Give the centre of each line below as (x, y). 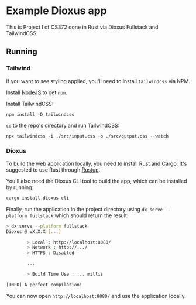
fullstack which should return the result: (79, 215)
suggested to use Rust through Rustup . (53, 169)
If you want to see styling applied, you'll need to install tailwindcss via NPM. (98, 81)
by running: (20, 187)
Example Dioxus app (56, 11)
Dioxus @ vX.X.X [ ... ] (34, 232)
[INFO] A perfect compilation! (44, 285)
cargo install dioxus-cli (37, 198)
